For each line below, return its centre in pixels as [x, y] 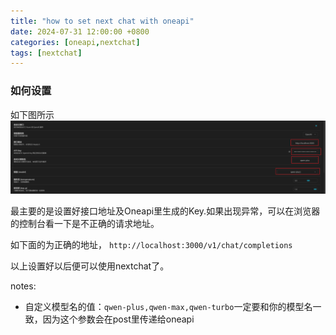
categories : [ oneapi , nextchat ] [75, 42]
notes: [23, 286]
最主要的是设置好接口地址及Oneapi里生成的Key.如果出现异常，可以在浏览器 [165, 211]
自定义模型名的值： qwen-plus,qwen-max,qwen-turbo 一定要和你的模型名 [168, 306]
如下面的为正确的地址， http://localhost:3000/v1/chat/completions [151, 244]
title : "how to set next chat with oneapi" [102, 21]
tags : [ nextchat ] [46, 53]
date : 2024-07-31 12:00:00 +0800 [80, 31]
